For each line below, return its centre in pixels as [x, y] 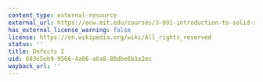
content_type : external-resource [63, 15]
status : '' [26, 45]
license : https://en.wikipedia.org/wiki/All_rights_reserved [110, 37]
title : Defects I [36, 52]
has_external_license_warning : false [70, 30]
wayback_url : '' [34, 66]
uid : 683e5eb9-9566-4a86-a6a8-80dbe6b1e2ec [80, 59]
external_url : [31, 23]
